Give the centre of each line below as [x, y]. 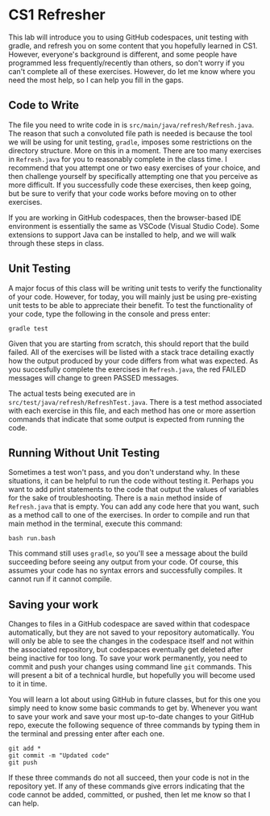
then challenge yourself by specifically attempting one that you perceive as [133, 176]
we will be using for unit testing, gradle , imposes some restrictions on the [130, 142]
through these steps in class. [56, 243]
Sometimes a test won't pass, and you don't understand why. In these [124, 473]
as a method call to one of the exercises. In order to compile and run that [129, 515]
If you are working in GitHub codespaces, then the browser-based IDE [125, 217]
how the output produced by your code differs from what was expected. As [133, 360]
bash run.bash [32, 539]
